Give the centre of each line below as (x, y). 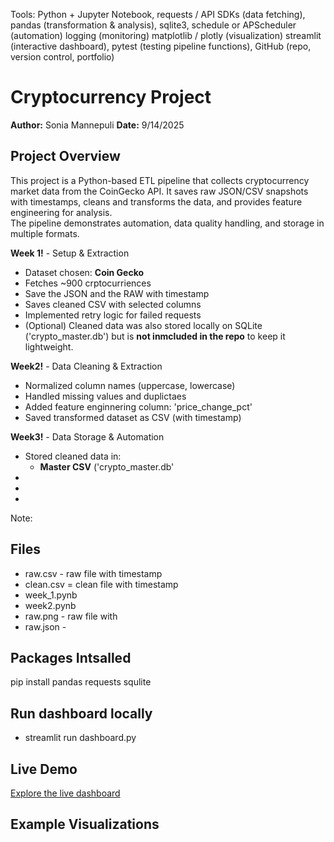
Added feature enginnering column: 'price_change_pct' (138, 406)
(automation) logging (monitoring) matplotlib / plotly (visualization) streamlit (166, 35)
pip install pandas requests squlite (81, 682)
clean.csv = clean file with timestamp (101, 584)
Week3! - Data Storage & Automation (87, 436)
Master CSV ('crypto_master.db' (107, 466)
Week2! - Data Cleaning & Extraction (86, 366)
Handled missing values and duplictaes (105, 396)
